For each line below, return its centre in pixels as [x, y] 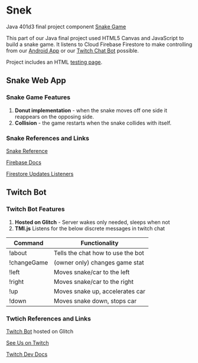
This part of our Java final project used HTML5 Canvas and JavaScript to [95, 38]
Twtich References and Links [49, 318]
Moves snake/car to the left [92, 272]
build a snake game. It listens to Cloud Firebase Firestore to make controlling [99, 44]
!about [18, 253]
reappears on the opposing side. [54, 116]
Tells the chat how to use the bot [99, 253]
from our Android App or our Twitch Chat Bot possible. [72, 50]
